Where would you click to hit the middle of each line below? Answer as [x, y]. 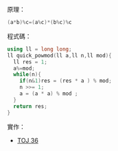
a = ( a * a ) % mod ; [49, 94]
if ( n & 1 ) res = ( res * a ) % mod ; [66, 81]
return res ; [31, 106]
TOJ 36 [28, 140]
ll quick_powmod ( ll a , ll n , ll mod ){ [59, 55]
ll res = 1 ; [31, 62]
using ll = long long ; [39, 49]
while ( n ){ [27, 74]
